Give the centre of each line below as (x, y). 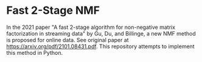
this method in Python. (34, 52)
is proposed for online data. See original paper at (68, 40)
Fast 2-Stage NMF (53, 11)
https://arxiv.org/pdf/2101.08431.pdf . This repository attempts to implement (100, 46)
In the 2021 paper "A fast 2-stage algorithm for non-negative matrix (91, 27)
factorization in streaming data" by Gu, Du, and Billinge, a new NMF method (101, 33)
